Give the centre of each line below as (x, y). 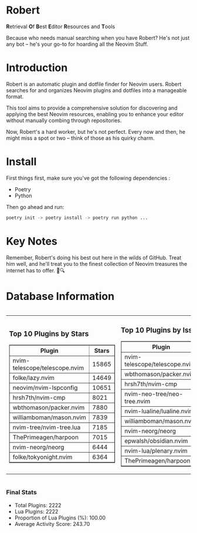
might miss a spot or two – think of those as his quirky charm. (80, 138)
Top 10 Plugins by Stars (49, 334)
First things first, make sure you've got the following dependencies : (88, 178)
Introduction (37, 68)
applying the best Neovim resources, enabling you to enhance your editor (95, 114)
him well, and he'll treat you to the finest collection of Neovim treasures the (97, 264)
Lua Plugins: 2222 (36, 511)
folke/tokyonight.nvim (43, 457)
